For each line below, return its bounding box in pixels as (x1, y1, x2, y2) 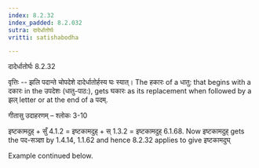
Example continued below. (8, 151, 93, 161)
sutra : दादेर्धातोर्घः (8, 26, 54, 34)
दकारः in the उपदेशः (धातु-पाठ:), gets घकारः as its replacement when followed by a (8, 86, 252, 96)
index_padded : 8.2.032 (8, 19, 82, 27)
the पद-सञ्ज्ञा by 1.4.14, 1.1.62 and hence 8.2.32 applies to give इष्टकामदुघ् (8, 135, 231, 145)
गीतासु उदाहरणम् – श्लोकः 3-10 (8, 111, 88, 120)
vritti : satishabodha (8, 33, 79, 42)
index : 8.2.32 (8, 11, 55, 20)
